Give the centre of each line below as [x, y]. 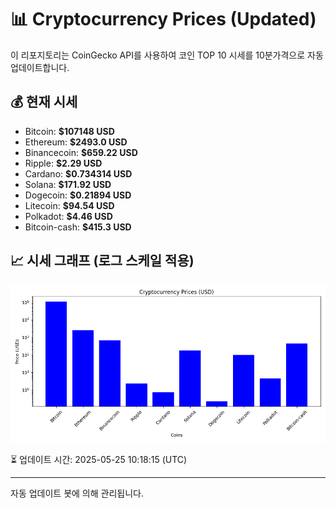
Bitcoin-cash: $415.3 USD [78, 227]
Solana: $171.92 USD [68, 184]
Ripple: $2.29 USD [63, 163]
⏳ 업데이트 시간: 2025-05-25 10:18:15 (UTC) [99, 459]
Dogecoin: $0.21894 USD [78, 195]
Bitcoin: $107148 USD [69, 131]
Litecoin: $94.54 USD [69, 205]
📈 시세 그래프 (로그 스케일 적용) [102, 261]
